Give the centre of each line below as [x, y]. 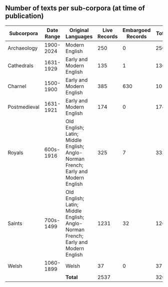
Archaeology [23, 48]
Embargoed [136, 30]
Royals [15, 152]
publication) [24, 16]
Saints [15, 223]
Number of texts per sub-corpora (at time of [75, 8]
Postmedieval [24, 107]
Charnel [17, 86]
